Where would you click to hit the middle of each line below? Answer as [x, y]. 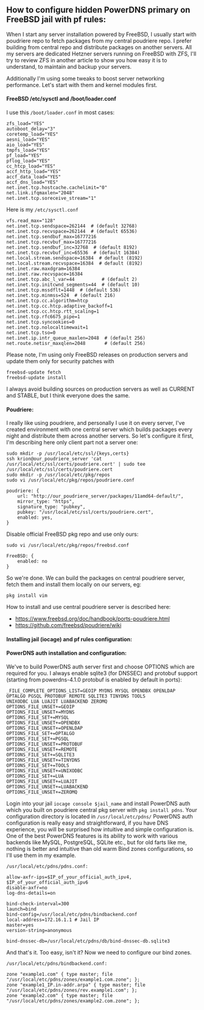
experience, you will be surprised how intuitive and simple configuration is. [100, 830]
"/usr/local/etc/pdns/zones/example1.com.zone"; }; [73, 980]
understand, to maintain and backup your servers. [69, 66]
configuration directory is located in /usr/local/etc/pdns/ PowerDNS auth [100, 817]
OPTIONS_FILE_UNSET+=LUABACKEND [47, 787]
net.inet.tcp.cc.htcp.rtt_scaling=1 [53, 311]
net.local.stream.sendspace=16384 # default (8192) [75, 258]
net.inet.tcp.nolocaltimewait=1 [47, 328]
